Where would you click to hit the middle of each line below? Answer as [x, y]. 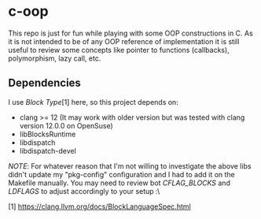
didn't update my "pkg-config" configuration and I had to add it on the [122, 174]
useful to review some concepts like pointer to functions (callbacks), [119, 50]
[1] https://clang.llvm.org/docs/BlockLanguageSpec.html [99, 206]
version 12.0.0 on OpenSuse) [66, 125]
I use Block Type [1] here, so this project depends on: [93, 102]
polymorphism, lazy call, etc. [55, 58]
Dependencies [44, 83]
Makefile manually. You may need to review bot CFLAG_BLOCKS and [119, 183]
